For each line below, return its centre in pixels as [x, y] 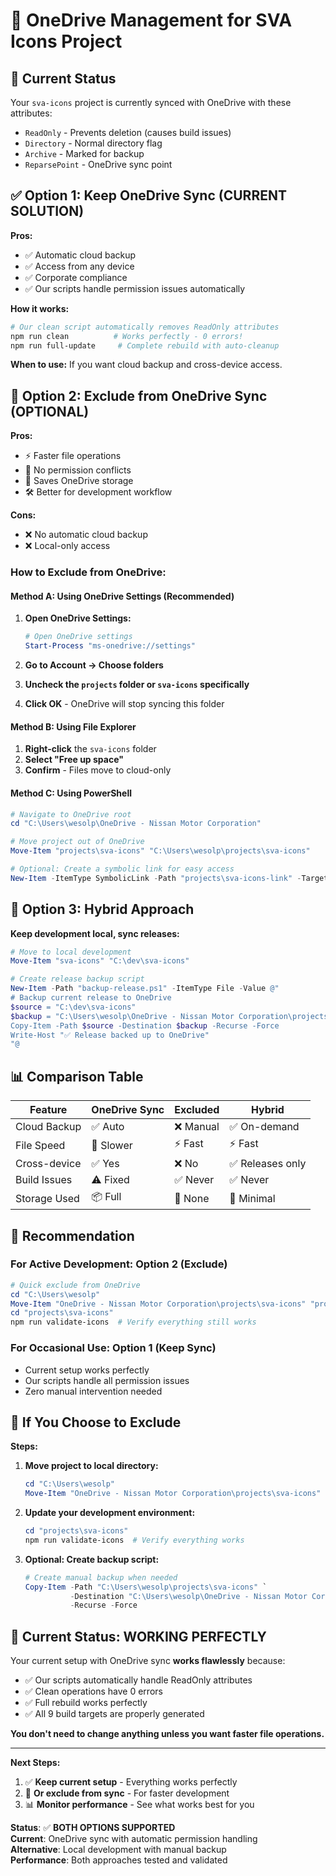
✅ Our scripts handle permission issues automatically [135, 288]
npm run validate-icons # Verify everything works [134, 1540]
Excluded [197, 1110]
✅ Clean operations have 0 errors [93, 1691]
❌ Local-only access [67, 546]
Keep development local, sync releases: [95, 933]
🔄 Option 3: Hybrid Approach [102, 909]
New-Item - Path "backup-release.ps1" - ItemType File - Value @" [145, 989]
